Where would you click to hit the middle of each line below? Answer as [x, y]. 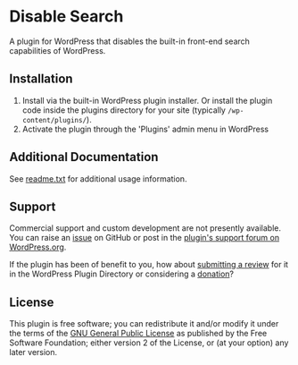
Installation [41, 79]
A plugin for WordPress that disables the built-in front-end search [129, 41]
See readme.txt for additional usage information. [98, 178]
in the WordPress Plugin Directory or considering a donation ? [122, 274]
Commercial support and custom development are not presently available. [145, 228]
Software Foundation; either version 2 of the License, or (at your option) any [149, 343]
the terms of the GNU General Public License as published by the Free [138, 334]
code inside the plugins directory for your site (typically [124, 110]
